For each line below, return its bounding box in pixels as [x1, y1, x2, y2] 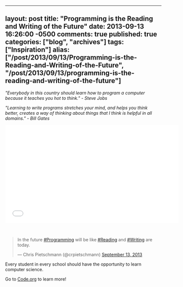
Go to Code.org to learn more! [5, 276, 66, 282]
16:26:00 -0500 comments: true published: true [5, 30, 157, 39]
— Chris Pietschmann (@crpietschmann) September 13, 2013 [17, 251, 142, 257]
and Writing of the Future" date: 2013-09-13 [5, 22, 144, 31]
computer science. [5, 266, 44, 272]
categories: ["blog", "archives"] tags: [5, 38, 124, 46]
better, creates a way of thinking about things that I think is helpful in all [5, 110, 152, 116]
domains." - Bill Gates [5, 115, 50, 121]
